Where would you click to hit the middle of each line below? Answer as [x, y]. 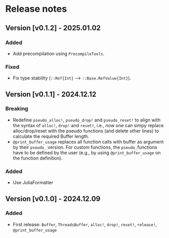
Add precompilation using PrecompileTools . [59, 53]
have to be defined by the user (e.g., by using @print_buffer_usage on [87, 152]
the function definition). [37, 158]
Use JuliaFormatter [33, 183]
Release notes [36, 9]
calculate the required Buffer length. [51, 136]
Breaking [17, 109]
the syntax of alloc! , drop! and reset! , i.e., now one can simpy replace [88, 125]
